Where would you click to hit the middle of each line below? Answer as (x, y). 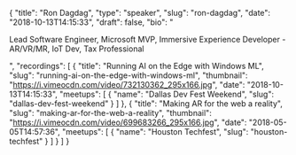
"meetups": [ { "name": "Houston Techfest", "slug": (155, 132)
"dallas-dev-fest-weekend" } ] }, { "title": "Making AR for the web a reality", (146, 104)
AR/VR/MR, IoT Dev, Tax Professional (77, 49)
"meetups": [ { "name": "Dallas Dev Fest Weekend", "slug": (167, 94)
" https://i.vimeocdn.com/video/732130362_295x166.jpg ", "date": (127, 85)
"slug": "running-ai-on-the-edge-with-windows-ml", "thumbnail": (129, 75)
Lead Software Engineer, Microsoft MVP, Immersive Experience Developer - (148, 39)
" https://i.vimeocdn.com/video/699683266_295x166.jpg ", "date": (128, 122)
